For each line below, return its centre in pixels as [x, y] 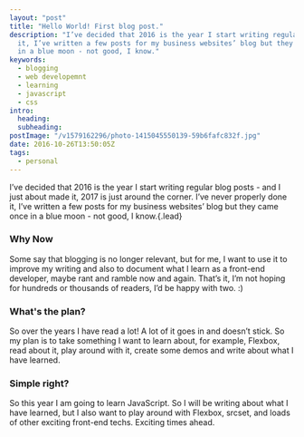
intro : [22, 111]
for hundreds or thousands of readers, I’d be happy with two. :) [127, 287]
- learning [38, 85]
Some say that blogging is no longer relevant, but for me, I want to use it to [148, 258]
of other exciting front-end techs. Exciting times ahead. [112, 422]
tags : [19, 152]
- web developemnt [52, 77]
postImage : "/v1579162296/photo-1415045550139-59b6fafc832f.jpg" [135, 136]
